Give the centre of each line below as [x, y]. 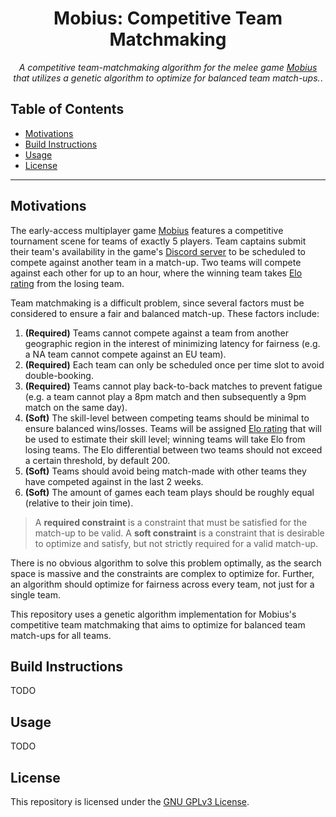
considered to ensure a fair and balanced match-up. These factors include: [165, 313]
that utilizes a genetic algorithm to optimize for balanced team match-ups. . [168, 78]
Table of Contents [67, 109]
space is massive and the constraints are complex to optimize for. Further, [162, 573]
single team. [36, 594]
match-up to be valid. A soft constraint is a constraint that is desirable [179, 533]
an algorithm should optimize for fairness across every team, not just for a [162, 584]
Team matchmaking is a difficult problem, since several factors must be [157, 303]
